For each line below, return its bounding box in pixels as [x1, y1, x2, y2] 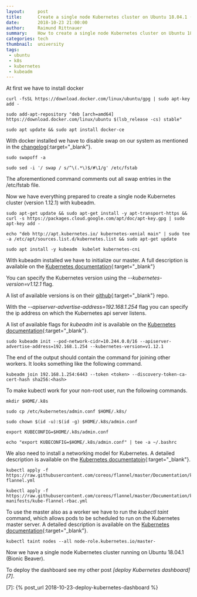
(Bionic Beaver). [6, 555, 45, 562]
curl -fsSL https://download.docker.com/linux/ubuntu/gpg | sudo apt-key [6, 96, 191, 102]
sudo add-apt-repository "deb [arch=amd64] [6, 112, 114, 117]
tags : [6, 47, 19, 53]
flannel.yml [6, 478, 35, 484]
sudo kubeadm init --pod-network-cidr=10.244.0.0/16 [6, 339, 138, 345]
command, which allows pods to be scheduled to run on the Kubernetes [6, 515, 180, 522]
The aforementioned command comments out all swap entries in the [6, 176, 171, 183]
